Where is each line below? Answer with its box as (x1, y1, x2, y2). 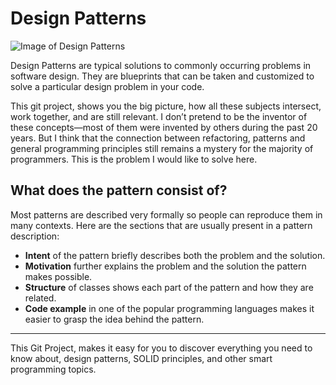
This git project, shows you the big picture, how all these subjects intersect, (10, 100, 322, 112)
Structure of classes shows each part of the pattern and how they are (24, 281, 314, 293)
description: (10, 230, 60, 242)
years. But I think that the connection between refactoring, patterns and (10, 132, 306, 144)
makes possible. (24, 270, 93, 282)
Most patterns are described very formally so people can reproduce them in (10, 208, 323, 221)
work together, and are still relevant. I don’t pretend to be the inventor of (10, 110, 308, 122)
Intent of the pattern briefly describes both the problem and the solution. (24, 249, 326, 261)
